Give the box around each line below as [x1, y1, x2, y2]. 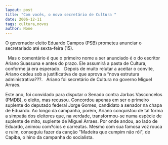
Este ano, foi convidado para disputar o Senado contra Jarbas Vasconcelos [5, 92, 163, 98]
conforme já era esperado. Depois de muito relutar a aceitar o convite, [5, 66, 154, 72]
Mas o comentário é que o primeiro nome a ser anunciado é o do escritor [7, 55, 160, 61]
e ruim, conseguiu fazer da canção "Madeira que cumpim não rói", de [5, 129, 150, 135]
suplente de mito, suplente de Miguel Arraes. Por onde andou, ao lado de [5, 118, 158, 124]
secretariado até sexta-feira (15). [5, 45, 73, 51]
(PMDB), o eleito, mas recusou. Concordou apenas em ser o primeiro [5, 97, 149, 103]
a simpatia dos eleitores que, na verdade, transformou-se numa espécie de [5, 113, 162, 119]
